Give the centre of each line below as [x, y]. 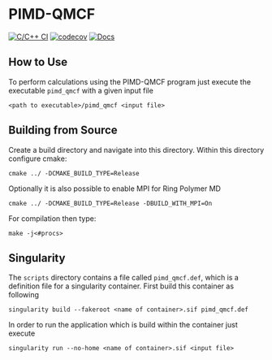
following [24, 295]
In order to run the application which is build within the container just [123, 325]
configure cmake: [38, 158]
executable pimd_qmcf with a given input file [81, 90]
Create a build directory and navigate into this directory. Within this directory [136, 150]
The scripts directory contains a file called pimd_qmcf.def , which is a [124, 278]
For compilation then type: [52, 218]
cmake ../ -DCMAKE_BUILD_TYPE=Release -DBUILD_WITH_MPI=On [110, 203]
